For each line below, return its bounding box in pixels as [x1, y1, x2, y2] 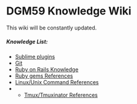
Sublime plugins [14, 53, 56, 60]
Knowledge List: [6, 38, 48, 45]
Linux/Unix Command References [14, 78, 99, 85]
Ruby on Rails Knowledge [14, 66, 78, 73]
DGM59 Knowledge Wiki [6, 4, 132, 18]
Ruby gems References [14, 72, 74, 79]
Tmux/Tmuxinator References [24, 91, 98, 99]
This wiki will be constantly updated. [6, 24, 97, 31]
